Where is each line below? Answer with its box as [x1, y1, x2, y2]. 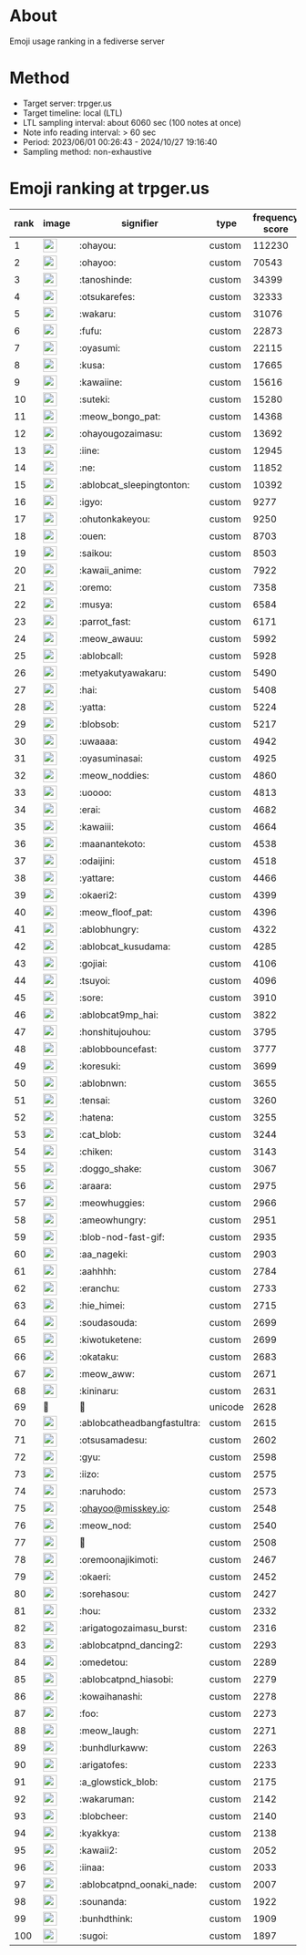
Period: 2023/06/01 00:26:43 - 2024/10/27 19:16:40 [22, 136, 218, 147]
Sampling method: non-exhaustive [22, 146, 152, 157]
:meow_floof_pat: [78, 905, 153, 918]
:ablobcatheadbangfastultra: [78, 1416, 200, 1429]
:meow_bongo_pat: [78, 409, 161, 422]
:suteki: [78, 393, 111, 406]
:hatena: [78, 1111, 114, 1123]
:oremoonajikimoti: [78, 1553, 158, 1566]
